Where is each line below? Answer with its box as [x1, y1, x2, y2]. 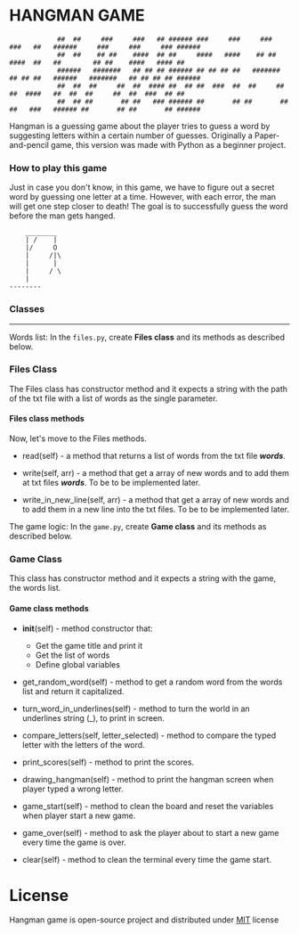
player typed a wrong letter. [21, 783, 124, 794]
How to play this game [9, 161, 108, 174]
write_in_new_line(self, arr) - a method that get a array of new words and [21, 495, 289, 505]
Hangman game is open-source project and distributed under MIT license [9, 914, 279, 925]
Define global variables [35, 659, 120, 669]
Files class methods [9, 414, 85, 424]
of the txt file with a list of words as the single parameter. [9, 393, 218, 404]
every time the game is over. [21, 837, 126, 848]
